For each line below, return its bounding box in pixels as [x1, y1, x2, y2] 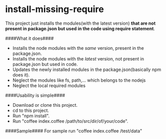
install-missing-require [5, 4, 104, 15]
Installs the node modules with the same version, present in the [12, 45, 144, 51]
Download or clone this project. [12, 102, 78, 108]
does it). [12, 72, 30, 78]
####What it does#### [5, 35, 54, 41]
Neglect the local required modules [12, 82, 86, 89]
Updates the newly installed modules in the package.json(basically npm [12, 66, 161, 73]
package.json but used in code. [12, 61, 78, 67]
